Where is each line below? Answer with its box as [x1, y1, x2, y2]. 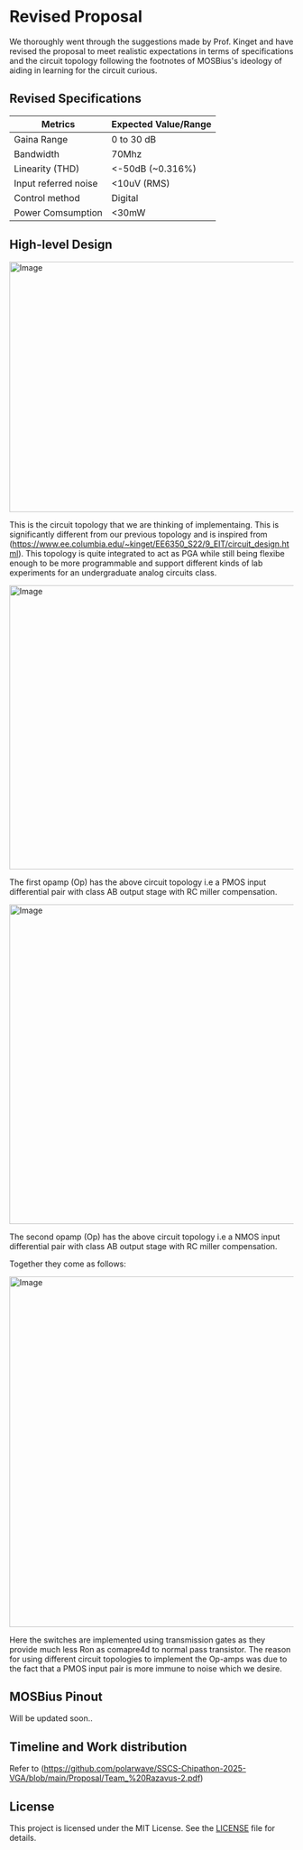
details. [9, 1833, 37, 1843]
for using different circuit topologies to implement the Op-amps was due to [9, 1653, 288, 1664]
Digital [111, 191, 139, 204]
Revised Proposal [9, 6, 142, 27]
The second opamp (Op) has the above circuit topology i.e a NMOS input [9, 1231, 280, 1242]
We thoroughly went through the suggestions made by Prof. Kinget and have [9, 36, 294, 47]
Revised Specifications [9, 91, 142, 106]
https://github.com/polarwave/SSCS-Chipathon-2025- [43, 1763, 246, 1774]
